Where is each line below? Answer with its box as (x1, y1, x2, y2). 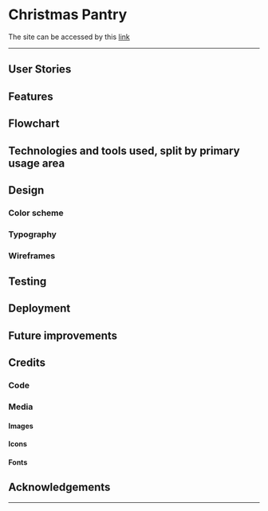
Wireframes (8, 250, 56, 261)
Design (8, 183, 45, 197)
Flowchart (8, 117, 60, 131)
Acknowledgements (8, 481, 111, 494)
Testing (8, 275, 47, 289)
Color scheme (8, 207, 64, 218)
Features (8, 89, 53, 103)
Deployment (8, 301, 71, 316)
